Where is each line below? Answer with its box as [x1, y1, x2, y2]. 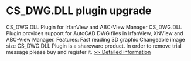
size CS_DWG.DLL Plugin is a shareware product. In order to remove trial [6, 42, 182, 49]
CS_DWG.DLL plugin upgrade [6, 4, 152, 18]
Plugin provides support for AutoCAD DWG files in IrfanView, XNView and [6, 29, 183, 36]
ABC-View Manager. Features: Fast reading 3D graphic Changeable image [6, 36, 186, 43]
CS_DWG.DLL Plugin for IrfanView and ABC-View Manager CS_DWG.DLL [6, 23, 183, 30]
